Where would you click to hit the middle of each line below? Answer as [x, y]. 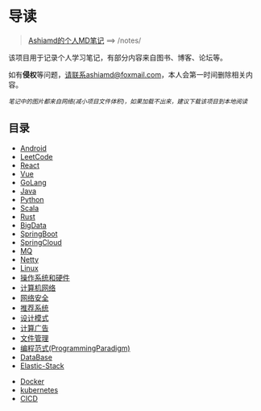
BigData [33, 225]
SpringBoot [39, 234]
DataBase [36, 357]
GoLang [33, 182]
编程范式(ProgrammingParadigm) [75, 348]
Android [33, 148]
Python [32, 199]
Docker [32, 381]
